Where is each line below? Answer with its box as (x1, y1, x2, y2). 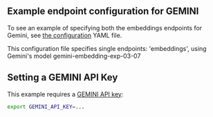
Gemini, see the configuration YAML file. (7, 31, 122, 39)
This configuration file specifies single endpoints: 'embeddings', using (7, 44, 207, 52)
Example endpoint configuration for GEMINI (7, 6, 199, 17)
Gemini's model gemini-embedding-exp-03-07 (7, 52, 141, 60)
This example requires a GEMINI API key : (7, 89, 124, 98)
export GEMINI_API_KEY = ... (7, 103, 85, 110)
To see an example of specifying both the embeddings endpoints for (7, 23, 203, 32)
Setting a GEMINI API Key (7, 72, 118, 83)
